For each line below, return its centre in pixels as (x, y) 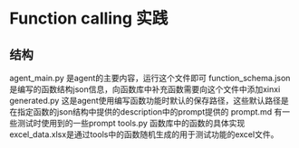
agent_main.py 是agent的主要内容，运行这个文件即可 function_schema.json (150, 78)
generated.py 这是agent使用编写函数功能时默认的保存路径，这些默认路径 (145, 101)
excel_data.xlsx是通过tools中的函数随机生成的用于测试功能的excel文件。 (144, 134)
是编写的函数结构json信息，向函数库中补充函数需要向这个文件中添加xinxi (145, 89)
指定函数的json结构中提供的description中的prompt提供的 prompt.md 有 (149, 112)
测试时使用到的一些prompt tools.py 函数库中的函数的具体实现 (131, 123)
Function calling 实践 (89, 18)
